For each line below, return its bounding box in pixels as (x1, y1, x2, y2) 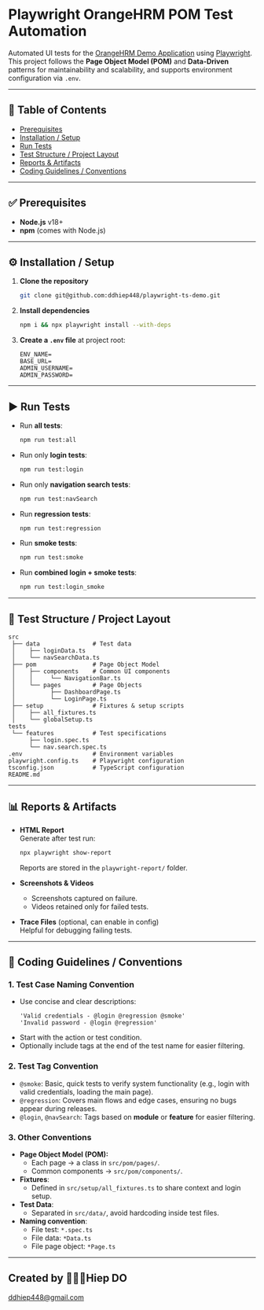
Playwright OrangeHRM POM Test (8, 6, 233, 24)
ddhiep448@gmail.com (8, 1292, 84, 1302)
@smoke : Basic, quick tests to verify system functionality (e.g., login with (19, 1079, 250, 1088)
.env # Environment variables (8, 750, 174, 758)
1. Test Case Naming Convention (8, 979, 135, 990)
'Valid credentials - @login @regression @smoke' (19, 1012, 186, 1020)
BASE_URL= (19, 358, 53, 366)
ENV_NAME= (19, 351, 53, 359)
